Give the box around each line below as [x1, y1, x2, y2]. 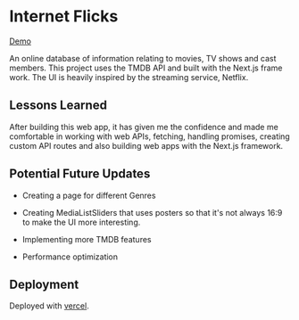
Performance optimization [21, 251, 119, 262]
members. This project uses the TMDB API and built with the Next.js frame [9, 62, 283, 73]
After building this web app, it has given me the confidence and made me [9, 121, 278, 132]
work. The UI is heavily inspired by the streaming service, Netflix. [9, 71, 249, 82]
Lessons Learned [9, 98, 107, 113]
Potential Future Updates [9, 167, 151, 182]
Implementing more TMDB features [21, 234, 152, 244]
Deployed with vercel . [9, 300, 89, 311]
